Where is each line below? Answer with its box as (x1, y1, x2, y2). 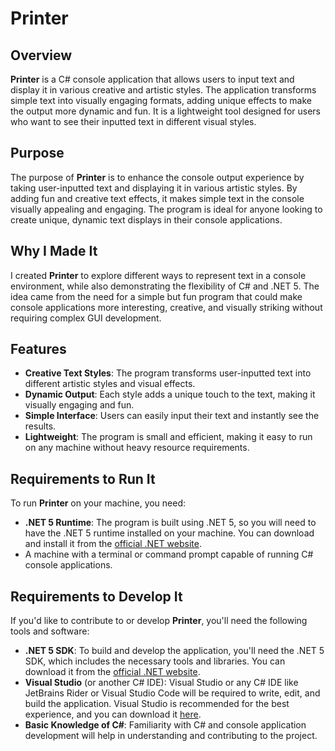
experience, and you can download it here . (24, 708, 202, 721)
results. (24, 420, 57, 432)
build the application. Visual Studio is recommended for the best (24, 698, 290, 710)
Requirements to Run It (10, 470, 156, 487)
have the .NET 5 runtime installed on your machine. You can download (24, 527, 315, 539)
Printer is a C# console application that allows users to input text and (10, 73, 295, 85)
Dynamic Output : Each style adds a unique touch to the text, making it (24, 388, 316, 401)
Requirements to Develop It (10, 588, 183, 605)
